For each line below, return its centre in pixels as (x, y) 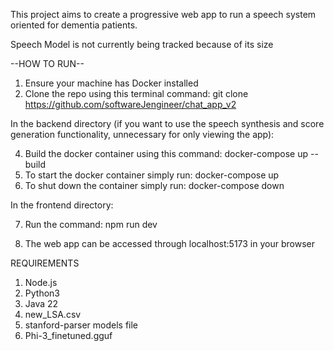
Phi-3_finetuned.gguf (68, 335)
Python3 (42, 293)
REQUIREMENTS (45, 263)
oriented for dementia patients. (74, 25)
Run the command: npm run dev (91, 224)
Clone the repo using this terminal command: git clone (136, 93)
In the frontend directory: (62, 205)
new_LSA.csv (53, 314)
